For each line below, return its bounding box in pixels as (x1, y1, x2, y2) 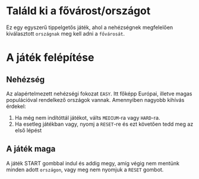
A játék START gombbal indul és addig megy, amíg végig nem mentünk (6, 159, 180, 167)
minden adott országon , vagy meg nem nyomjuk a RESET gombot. (6, 166, 164, 173)
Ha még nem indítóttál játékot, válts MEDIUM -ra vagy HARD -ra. (14, 114, 160, 121)
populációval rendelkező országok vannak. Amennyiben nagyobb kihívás (6, 96, 185, 103)
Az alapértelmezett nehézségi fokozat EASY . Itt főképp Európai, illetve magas (6, 90, 192, 97)
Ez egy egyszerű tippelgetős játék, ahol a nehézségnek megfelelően (6, 24, 173, 31)
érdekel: (6, 103, 26, 110)
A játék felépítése (6, 51, 94, 65)
